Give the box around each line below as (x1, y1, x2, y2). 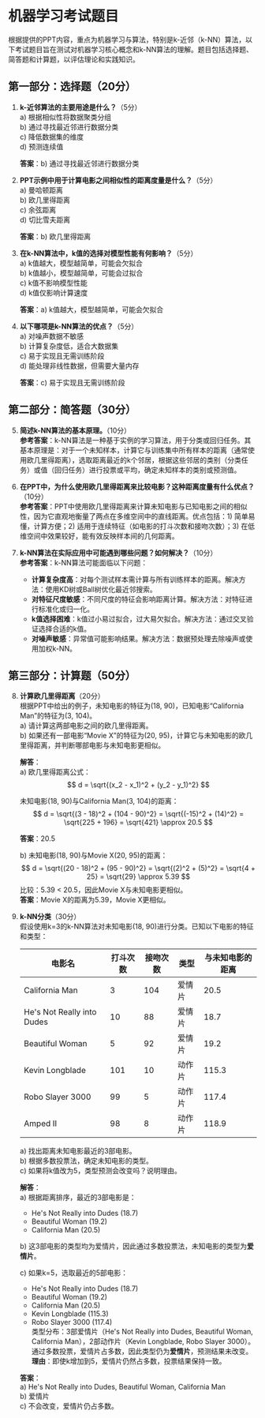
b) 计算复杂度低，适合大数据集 (19, 341, 119, 351)
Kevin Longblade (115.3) (31, 1309, 109, 1319)
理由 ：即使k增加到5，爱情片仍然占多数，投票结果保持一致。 (31, 1356, 226, 1366)
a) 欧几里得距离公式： (19, 767, 91, 777)
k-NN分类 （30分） (19, 912, 81, 921)
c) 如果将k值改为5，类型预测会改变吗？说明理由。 (19, 1166, 181, 1176)
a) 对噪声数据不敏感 (19, 331, 84, 340)
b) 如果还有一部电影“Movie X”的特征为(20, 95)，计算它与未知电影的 (19, 731, 239, 741)
